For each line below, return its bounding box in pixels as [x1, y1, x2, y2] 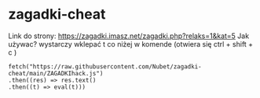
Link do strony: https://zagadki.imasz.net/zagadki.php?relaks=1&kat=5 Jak [8, 31, 250, 40]
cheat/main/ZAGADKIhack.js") [8, 69, 104, 77]
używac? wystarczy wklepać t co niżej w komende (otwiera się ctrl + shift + [8, 39, 254, 48]
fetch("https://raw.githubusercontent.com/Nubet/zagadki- [8, 62, 202, 71]
